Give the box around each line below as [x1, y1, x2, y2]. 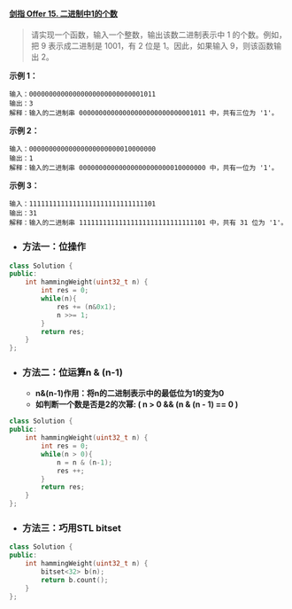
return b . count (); [41, 575, 109, 584]
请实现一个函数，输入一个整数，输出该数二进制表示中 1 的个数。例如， [30, 29, 288, 40]
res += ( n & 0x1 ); [56, 302, 117, 311]
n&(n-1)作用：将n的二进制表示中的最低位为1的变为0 [35, 388, 225, 399]
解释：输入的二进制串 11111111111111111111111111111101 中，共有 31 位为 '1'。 [9, 218, 288, 228]
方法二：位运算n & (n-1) [21, 366, 124, 379]
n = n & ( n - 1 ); [56, 457, 113, 467]
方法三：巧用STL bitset [21, 521, 122, 534]
